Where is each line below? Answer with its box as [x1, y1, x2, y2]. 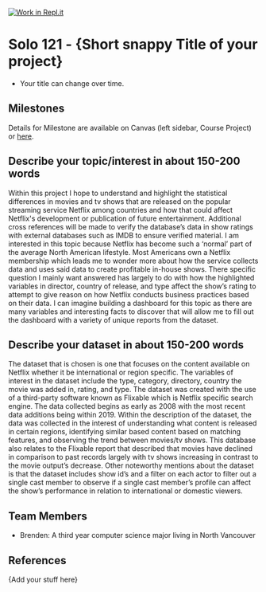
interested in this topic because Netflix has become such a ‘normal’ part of [8, 239, 253, 249]
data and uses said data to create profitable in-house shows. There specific [8, 264, 256, 274]
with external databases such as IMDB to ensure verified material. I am [8, 230, 240, 240]
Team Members [8, 509, 87, 523]
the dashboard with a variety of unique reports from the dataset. [8, 315, 219, 324]
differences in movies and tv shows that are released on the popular [8, 196, 232, 206]
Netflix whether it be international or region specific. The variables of [8, 367, 234, 378]
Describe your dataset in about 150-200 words [8, 338, 245, 351]
